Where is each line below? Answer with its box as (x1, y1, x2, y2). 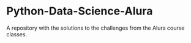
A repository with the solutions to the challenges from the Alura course (6, 24, 185, 31)
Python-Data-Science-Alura (6, 4, 153, 18)
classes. (6, 30, 28, 38)
